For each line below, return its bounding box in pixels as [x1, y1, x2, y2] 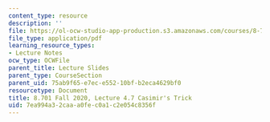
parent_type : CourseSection [8, 71, 103, 79]
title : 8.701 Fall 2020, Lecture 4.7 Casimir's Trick [8, 94, 193, 102]
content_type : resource [8, 11, 88, 20]
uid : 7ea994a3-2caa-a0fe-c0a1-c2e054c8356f [8, 101, 157, 109]
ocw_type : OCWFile [8, 57, 70, 65]
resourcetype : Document [8, 86, 88, 95]
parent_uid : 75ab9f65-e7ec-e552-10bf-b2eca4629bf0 [8, 79, 182, 87]
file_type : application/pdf [8, 34, 103, 43]
